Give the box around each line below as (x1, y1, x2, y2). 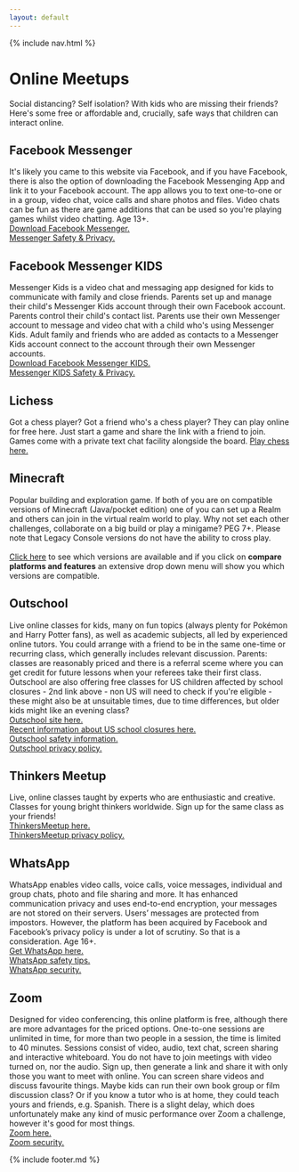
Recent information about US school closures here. (9, 723, 197, 735)
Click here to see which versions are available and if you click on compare (9, 551, 282, 562)
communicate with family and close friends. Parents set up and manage (9, 291, 272, 303)
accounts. (9, 348, 46, 359)
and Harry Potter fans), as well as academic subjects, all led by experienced (9, 629, 288, 639)
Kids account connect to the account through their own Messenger (9, 339, 255, 350)
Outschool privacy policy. (9, 743, 102, 753)
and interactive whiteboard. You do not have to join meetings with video (9, 1052, 272, 1062)
